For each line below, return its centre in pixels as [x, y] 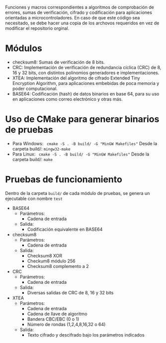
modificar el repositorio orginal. [37, 28]
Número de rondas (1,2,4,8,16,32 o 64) [66, 324]
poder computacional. [35, 88]
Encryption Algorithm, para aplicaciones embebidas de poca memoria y [86, 83]
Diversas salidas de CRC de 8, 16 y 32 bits [70, 292]
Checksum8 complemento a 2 [58, 266]
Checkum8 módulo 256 [51, 261]
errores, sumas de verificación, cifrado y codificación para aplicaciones [79, 12]
